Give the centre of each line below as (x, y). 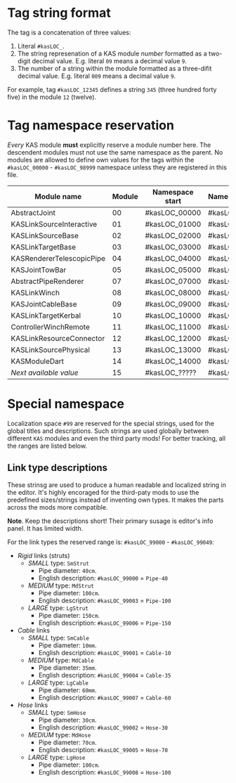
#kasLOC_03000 (173, 247)
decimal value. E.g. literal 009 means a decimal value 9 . (97, 76)
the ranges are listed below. (47, 446)
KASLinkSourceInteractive (54, 224)
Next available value (45, 373)
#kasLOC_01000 (173, 224)
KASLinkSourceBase (45, 235)
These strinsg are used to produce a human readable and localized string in (117, 485)
